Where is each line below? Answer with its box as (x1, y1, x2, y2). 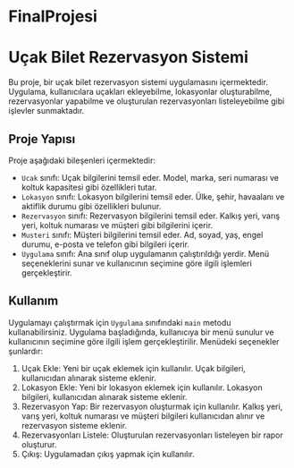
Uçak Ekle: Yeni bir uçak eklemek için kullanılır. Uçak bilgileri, (21, 362, 247, 373)
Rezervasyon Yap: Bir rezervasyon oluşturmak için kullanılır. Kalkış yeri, (21, 401, 283, 412)
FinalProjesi (8, 6, 97, 27)
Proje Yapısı (8, 132, 76, 147)
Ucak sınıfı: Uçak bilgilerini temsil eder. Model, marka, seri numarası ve (21, 172, 279, 183)
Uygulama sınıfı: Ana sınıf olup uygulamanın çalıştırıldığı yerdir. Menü (21, 248, 270, 259)
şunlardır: (8, 345, 44, 356)
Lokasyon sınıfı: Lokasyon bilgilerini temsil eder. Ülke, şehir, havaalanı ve (21, 191, 285, 202)
